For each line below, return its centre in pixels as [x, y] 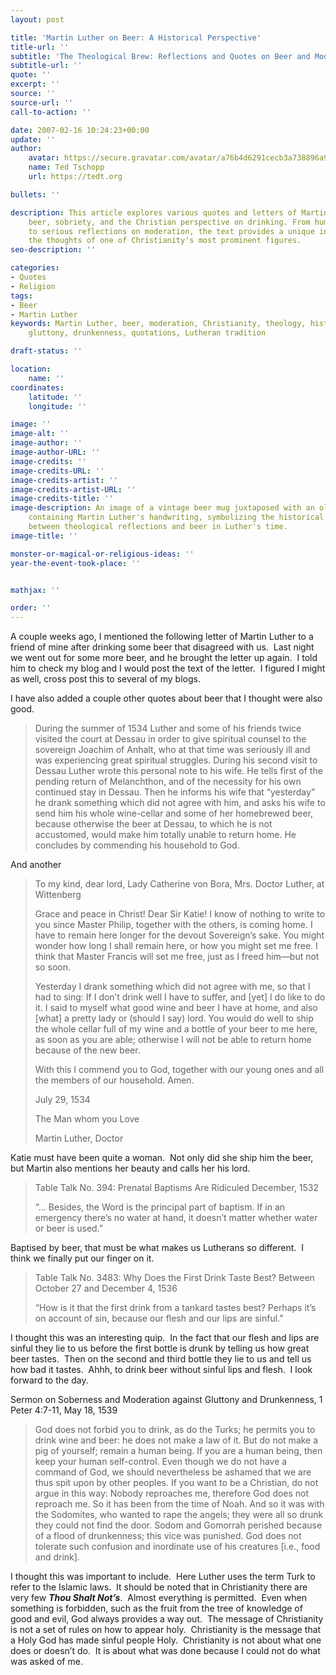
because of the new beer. [87, 1050]
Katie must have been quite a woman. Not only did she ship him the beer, [162, 1158]
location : [31, 369]
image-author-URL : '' [55, 452]
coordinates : [37, 387]
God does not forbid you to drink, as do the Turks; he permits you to [175, 1430]
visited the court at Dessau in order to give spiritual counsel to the [170, 739]
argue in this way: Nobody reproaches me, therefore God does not [172, 1493]
